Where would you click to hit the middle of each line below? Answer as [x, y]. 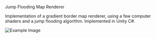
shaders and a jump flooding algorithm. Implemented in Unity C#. [70, 21]
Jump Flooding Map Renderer [35, 7]
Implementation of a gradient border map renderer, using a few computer [78, 16]
